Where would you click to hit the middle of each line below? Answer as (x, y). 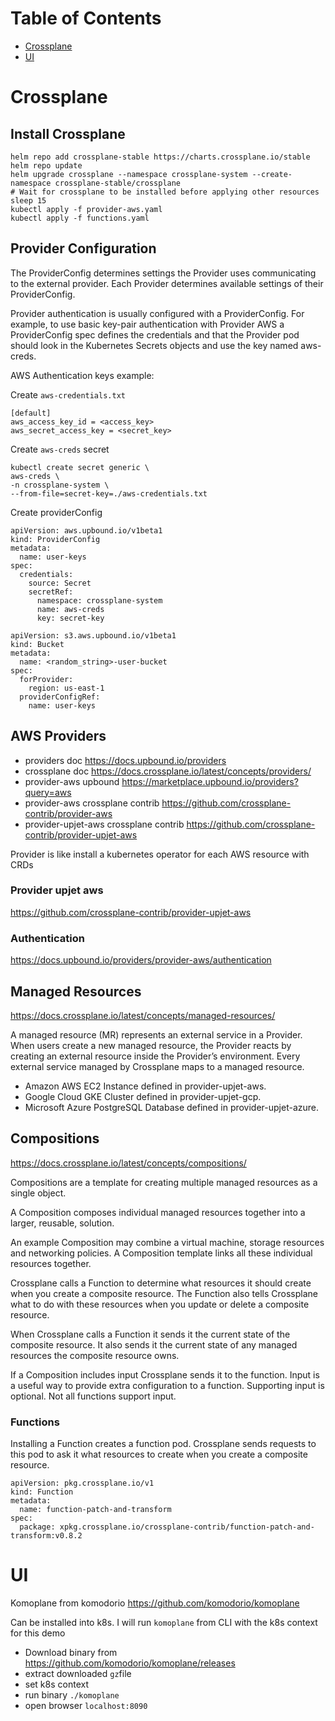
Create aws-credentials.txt (68, 394)
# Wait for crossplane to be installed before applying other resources (165, 192)
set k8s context (56, 1684)
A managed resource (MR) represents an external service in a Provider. (156, 1034)
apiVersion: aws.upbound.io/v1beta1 (86, 530)
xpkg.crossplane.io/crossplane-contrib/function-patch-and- (187, 1527)
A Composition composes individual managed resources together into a (158, 1212)
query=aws (48, 792)
